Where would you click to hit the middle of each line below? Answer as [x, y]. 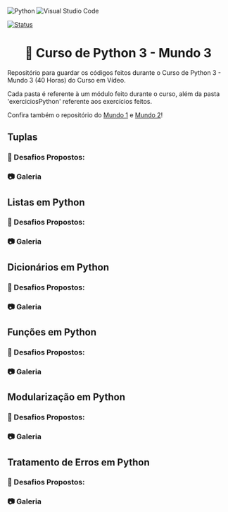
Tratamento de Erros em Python [78, 462]
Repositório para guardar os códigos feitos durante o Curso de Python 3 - [114, 72]
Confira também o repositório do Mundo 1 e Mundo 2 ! [85, 115]
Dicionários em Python [58, 267]
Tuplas [23, 137]
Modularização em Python [66, 397]
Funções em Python [52, 332]
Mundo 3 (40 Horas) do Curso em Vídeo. [66, 80]
